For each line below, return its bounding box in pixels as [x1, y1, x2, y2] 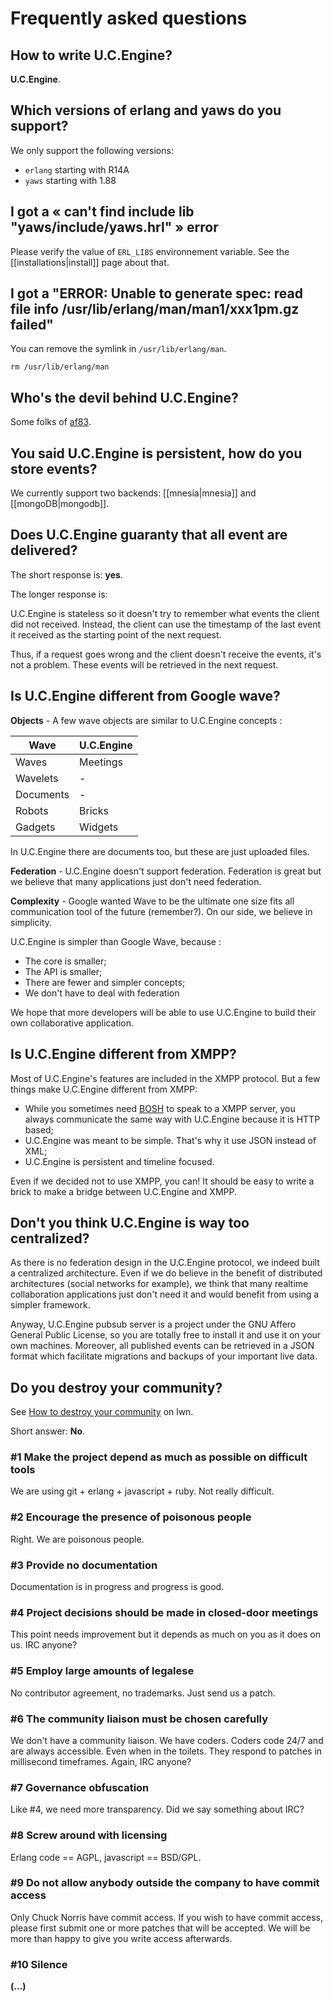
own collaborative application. [10, 1017, 135, 1029]
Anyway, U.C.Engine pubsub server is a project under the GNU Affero [10, 1318, 297, 1331]
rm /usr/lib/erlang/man [10, 362, 110, 372]
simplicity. [10, 916, 52, 928]
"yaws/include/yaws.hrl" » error [10, 219, 219, 236]
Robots [15, 803, 49, 817]
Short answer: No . [10, 1425, 86, 1437]
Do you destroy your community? [10, 1379, 223, 1396]
